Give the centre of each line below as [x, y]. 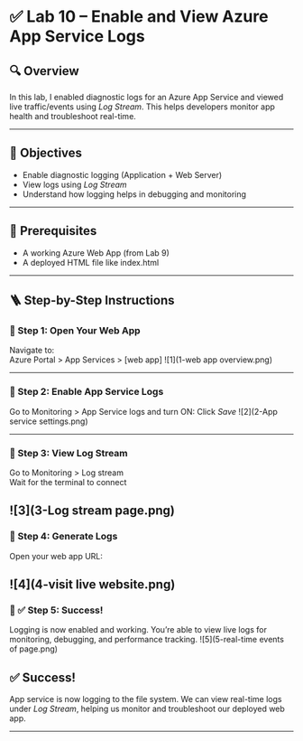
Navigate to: [32, 351]
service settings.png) [49, 421]
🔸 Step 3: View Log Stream [69, 453]
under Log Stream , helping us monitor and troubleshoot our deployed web [147, 709]
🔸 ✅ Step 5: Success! [56, 610]
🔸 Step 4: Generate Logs [64, 537]
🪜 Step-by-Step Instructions [92, 300]
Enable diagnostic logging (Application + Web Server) [122, 174]
